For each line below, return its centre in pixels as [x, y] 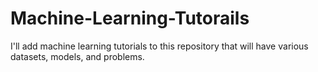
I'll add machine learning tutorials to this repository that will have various [159, 46]
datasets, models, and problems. [77, 56]
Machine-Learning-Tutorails [130, 18]
